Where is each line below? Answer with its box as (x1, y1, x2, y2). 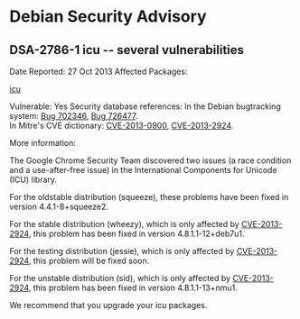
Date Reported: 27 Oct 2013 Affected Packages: (9, 66, 188, 77)
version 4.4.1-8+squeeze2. (9, 201, 109, 212)
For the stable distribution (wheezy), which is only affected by (9, 219, 239, 229)
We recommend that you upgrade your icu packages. (9, 300, 208, 310)
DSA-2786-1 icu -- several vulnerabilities (9, 42, 245, 58)
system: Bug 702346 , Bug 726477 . (9, 111, 138, 121)
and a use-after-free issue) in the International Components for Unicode (9, 165, 277, 175)
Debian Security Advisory (9, 6, 207, 27)
